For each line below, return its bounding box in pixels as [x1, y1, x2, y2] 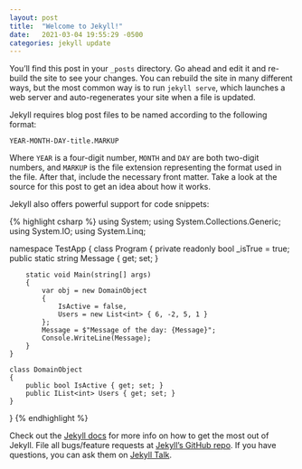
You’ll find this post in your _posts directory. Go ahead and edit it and [9, 63, 267, 74]
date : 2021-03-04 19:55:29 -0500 [9, 30, 144, 39]
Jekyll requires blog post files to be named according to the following [9, 109, 268, 120]
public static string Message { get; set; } [9, 253, 159, 264]
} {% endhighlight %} [9, 413, 89, 424]
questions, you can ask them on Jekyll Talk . [9, 449, 173, 461]
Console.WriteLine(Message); [42, 333, 152, 343]
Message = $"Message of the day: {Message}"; [42, 326, 217, 335]
